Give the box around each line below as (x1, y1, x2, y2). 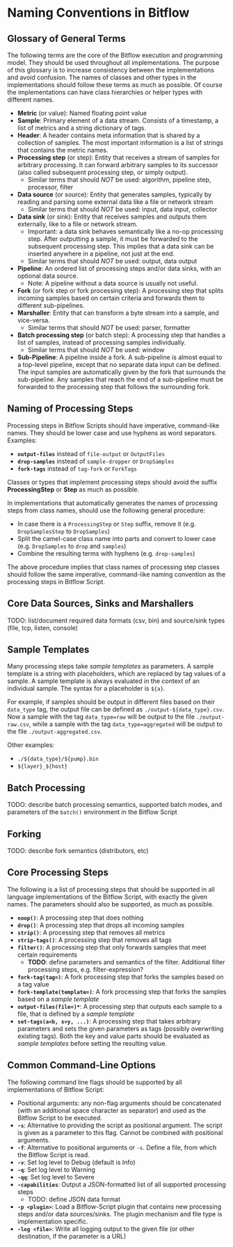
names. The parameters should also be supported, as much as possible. (7, 900, 214, 908)
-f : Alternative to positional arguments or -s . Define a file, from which (17, 1143, 217, 1152)
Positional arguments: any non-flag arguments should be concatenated (17, 1099, 221, 1107)
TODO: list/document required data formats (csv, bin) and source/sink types (7, 616, 225, 625)
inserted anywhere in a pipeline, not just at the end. (27, 249, 175, 258)
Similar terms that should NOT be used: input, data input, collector (27, 205, 218, 213)
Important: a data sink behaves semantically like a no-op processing (27, 228, 224, 235)
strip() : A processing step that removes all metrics (17, 928, 166, 936)
